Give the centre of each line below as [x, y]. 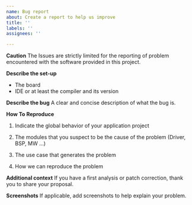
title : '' [18, 23]
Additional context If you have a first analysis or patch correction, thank [95, 178]
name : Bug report [28, 12]
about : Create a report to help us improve [61, 17]
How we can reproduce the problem [59, 166]
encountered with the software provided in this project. [73, 62]
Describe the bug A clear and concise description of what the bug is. [91, 103]
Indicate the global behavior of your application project [82, 126]
